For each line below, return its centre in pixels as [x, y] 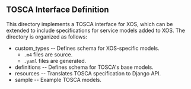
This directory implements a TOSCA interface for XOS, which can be [90, 24]
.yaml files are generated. [55, 61]
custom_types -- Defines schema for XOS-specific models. [87, 48]
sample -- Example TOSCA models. [58, 80]
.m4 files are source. [48, 54]
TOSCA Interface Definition [58, 10]
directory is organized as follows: [47, 36]
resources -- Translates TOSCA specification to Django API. [88, 73]
